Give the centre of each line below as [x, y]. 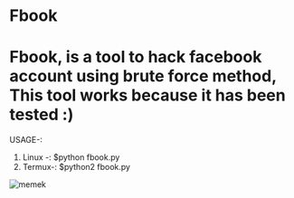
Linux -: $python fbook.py [71, 157]
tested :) [42, 115]
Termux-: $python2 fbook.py [76, 167]
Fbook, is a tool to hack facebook [136, 57]
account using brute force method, [143, 76]
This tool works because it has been [148, 95]
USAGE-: [26, 140]
